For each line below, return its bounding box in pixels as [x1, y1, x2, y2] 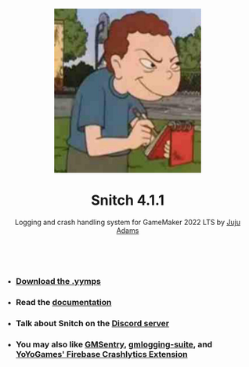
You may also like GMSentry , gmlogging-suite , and [15, 339, 213, 350]
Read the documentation [15, 296, 112, 307]
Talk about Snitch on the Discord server [15, 318, 170, 329]
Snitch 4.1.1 [91, 191, 164, 209]
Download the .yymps [15, 275, 102, 286]
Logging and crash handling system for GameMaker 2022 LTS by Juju [14, 217, 241, 227]
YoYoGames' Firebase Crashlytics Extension [15, 348, 188, 359]
